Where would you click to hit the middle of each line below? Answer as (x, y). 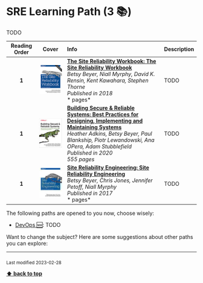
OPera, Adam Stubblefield (99, 146)
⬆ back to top (24, 274)
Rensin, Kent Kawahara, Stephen (108, 80)
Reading (21, 46)
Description (179, 49)
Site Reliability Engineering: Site (108, 168)
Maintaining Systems (94, 127)
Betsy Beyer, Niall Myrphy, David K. (111, 74)
